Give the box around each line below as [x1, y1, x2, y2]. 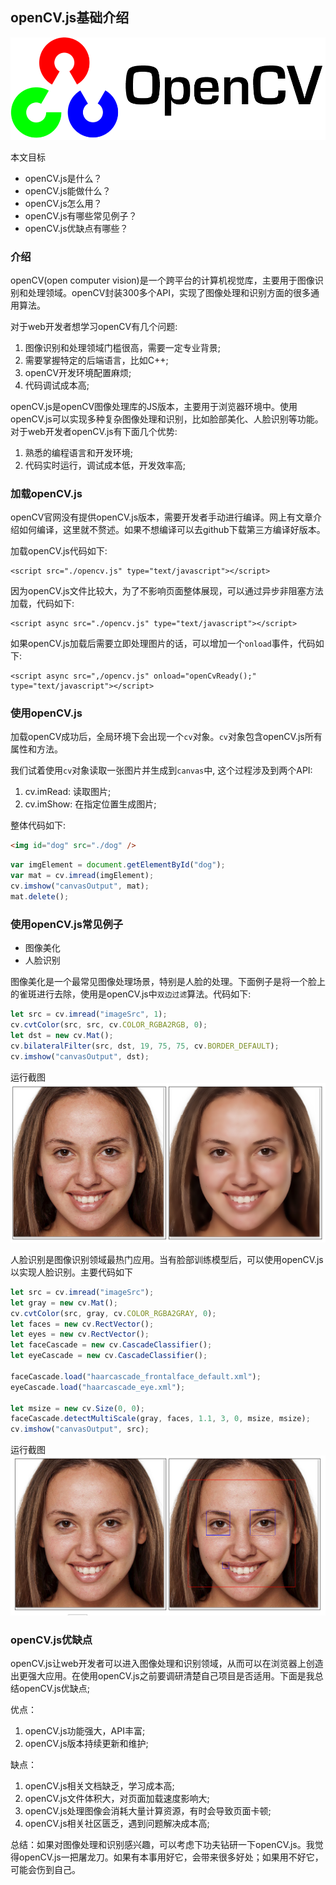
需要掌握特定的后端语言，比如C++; [24, 354, 169, 366]
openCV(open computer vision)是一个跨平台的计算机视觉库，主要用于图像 [10, 274, 315, 286]
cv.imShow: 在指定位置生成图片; [24, 798, 157, 810]
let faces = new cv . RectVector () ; [10, 1319, 155, 1329]
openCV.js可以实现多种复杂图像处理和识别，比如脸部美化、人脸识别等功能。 [10, 413, 324, 425]
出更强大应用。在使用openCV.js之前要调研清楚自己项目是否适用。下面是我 [10, 1669, 315, 1682]
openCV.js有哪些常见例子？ [24, 209, 138, 222]
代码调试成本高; [24, 379, 90, 391]
